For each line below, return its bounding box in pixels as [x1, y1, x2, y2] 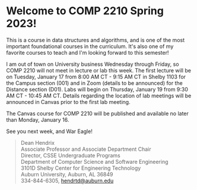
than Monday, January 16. [6, 116, 69, 123]
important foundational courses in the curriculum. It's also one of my [6, 43, 174, 50]
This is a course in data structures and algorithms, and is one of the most [6, 36, 185, 43]
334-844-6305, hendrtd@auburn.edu [20, 177, 114, 184]
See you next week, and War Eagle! [6, 128, 93, 135]
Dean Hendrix [20, 139, 55, 146]
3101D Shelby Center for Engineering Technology [20, 164, 141, 172]
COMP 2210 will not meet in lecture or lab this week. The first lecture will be [6, 66, 192, 74]
